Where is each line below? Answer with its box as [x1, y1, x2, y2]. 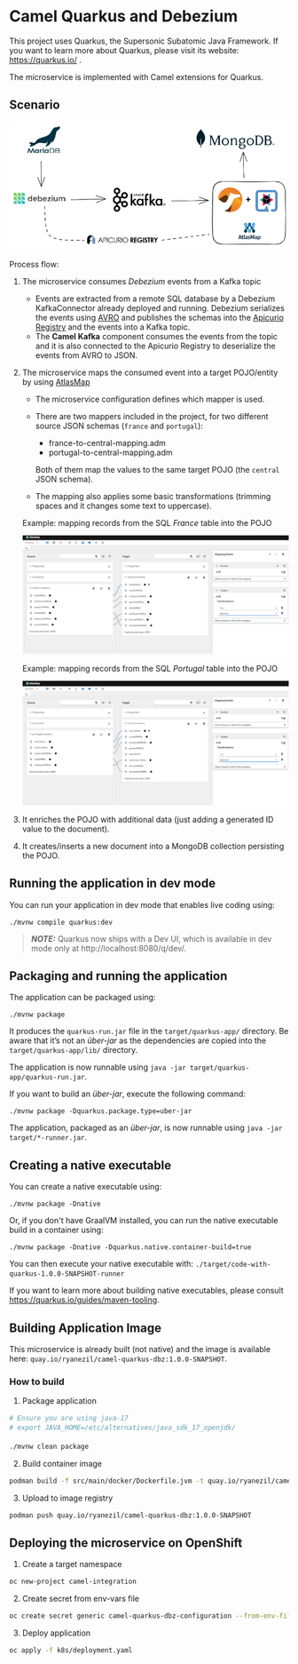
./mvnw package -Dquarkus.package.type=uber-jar [9, 1107, 192, 1116]
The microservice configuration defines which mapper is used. [35, 394, 265, 405]
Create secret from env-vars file [21, 1593, 140, 1604]
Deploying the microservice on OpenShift [9, 1535, 243, 1550]
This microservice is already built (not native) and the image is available [9, 1344, 271, 1354]
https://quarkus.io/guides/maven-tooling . [9, 1294, 160, 1305]
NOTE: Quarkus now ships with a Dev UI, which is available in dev [30, 933, 272, 943]
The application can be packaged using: [9, 992, 156, 1003]
